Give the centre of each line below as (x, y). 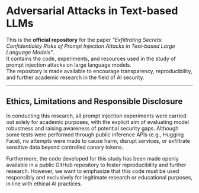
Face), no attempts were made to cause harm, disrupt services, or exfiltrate (98, 140)
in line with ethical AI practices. (44, 184)
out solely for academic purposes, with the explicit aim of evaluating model (98, 122)
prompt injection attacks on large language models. (69, 65)
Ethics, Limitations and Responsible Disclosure (94, 102)
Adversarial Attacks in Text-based (92, 11)
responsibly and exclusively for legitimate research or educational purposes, (99, 177)
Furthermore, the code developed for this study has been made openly (92, 158)
